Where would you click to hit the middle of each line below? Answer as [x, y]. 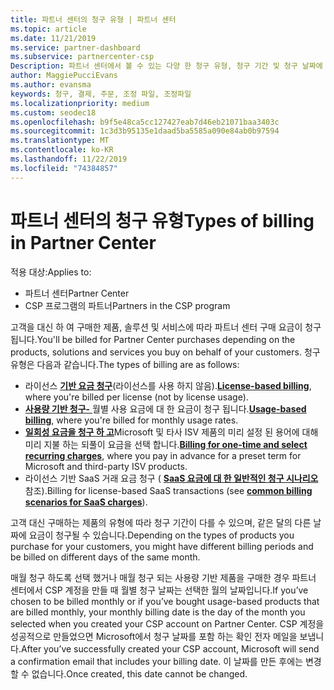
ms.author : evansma [51, 85]
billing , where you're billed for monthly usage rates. [131, 420]
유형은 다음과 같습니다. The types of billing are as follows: [125, 364]
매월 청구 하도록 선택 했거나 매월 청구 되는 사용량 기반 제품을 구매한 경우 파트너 [163, 577]
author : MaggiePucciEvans [64, 76]
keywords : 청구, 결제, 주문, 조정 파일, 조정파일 [101, 94]
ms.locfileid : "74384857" [64, 168]
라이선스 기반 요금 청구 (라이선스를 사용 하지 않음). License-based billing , [168, 385]
